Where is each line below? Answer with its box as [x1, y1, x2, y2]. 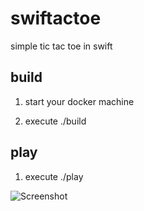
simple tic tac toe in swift [10, 40, 113, 52]
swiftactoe [10, 7, 102, 30]
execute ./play [24, 170, 84, 182]
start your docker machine [24, 95, 135, 107]
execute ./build [24, 115, 87, 127]
